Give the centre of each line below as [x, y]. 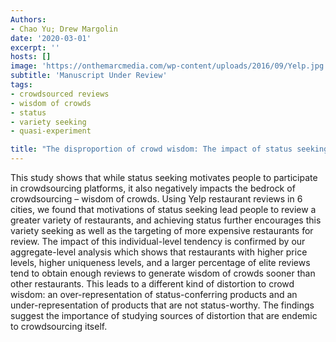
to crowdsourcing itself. [59, 326]
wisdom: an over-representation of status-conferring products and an [154, 294]
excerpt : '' [35, 47]
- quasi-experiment [51, 131]
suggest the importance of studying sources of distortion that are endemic [164, 315]
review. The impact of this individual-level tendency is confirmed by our [158, 241]
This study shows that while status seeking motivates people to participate [164, 177]
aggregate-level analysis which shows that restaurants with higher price [159, 252]
